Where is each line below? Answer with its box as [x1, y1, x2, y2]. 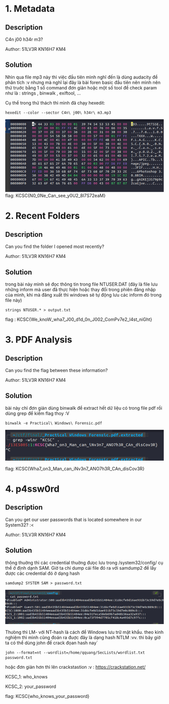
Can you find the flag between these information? [5, 368, 108, 373]
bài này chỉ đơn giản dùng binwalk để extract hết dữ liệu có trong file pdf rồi [5, 405, 162, 411]
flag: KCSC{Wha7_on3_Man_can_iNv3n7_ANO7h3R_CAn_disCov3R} [5, 466, 145, 472]
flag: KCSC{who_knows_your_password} [5, 693, 90, 699]
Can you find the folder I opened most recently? [5, 243, 105, 249]
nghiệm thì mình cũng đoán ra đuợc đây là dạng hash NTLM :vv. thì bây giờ [5, 635, 161, 641]
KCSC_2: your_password [5, 683, 56, 689]
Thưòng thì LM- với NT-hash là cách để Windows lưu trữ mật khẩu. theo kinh [5, 629, 164, 635]
